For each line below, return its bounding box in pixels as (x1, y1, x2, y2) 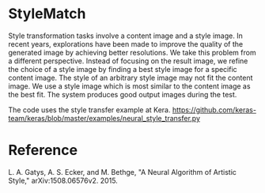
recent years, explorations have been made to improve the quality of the (8, 39, 244, 48)
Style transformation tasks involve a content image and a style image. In (8, 31, 243, 40)
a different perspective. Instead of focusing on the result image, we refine (8, 56, 248, 66)
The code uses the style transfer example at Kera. (8, 104, 172, 115)
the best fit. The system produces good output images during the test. (8, 89, 237, 99)
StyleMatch (8, 5, 86, 23)
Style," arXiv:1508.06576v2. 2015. (8, 176, 119, 185)
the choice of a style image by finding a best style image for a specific (8, 64, 237, 74)
